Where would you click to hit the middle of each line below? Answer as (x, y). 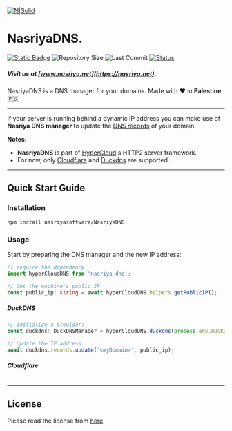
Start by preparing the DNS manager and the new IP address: (94, 254)
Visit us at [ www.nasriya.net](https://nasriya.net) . (82, 73)
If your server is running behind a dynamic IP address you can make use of (114, 118)
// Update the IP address (44, 344)
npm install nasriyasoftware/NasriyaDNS (66, 222)
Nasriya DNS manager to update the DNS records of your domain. (102, 126)
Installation (27, 208)
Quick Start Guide (46, 188)
